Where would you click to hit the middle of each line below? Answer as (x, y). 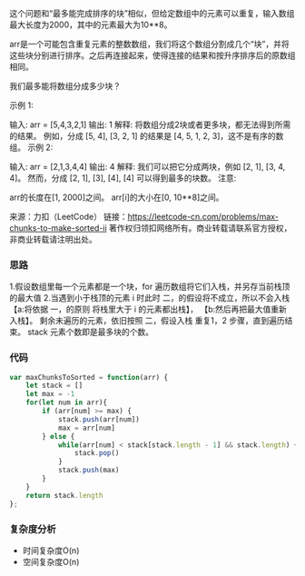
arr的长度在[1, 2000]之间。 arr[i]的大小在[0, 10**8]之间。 (117, 197)
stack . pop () (97, 453)
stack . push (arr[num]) (99, 419)
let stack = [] (54, 386)
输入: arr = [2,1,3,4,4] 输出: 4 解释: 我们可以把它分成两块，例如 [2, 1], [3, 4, (148, 167)
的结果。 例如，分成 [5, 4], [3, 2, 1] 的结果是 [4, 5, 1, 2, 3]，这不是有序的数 (147, 136)
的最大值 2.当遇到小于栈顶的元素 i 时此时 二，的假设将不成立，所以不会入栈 (150, 298)
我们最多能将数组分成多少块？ (65, 86)
